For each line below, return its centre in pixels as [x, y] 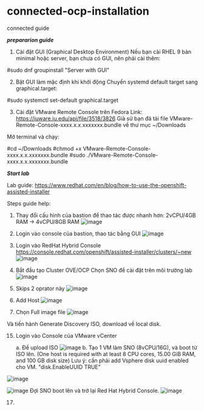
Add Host [28, 300]
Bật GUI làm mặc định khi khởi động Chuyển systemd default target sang [107, 82]
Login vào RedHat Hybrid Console [58, 245]
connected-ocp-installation [78, 11]
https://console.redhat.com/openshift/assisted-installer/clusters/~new [104, 252]
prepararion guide [30, 40]
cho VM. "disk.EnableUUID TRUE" [58, 366]
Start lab [18, 173]
